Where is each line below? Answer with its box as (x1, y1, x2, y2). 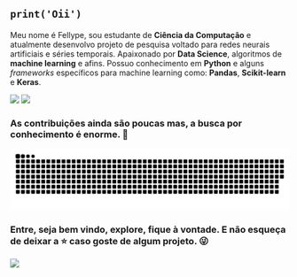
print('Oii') (10, 8, 82, 20)
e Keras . (10, 76, 42, 87)
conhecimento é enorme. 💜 (10, 127, 129, 140)
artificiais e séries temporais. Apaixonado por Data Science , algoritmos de (10, 48, 283, 59)
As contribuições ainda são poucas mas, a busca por (10, 117, 243, 129)
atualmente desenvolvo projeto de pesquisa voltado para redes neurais (10, 39, 270, 50)
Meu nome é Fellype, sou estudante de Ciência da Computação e (10, 29, 252, 40)
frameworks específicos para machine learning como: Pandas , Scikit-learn (10, 67, 286, 78)
